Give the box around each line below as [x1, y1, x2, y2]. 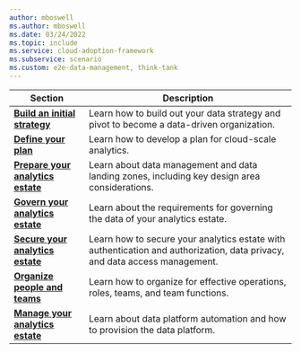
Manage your [13, 306, 73, 319]
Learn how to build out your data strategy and [89, 107, 281, 119]
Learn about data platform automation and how [89, 312, 287, 324]
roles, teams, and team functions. [89, 287, 229, 299]
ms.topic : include [9, 38, 78, 48]
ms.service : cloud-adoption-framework [9, 47, 154, 56]
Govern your [13, 195, 69, 207]
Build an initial [13, 107, 76, 119]
